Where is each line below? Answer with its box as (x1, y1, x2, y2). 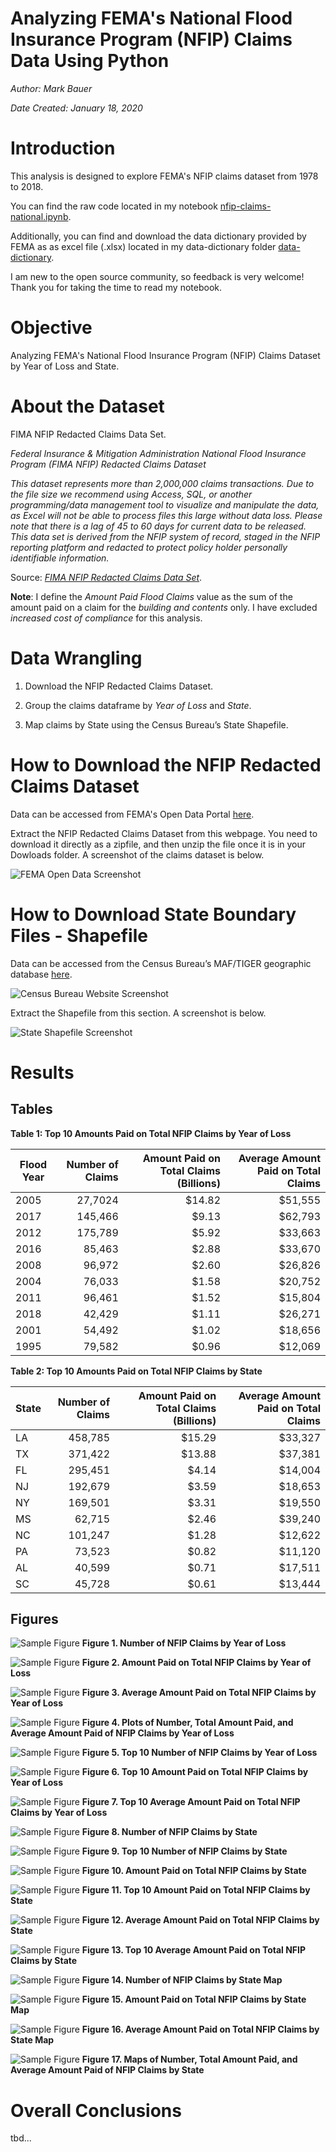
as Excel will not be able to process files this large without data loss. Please (10, 509, 323, 521)
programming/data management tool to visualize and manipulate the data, (10, 498, 320, 511)
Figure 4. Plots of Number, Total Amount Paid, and (81, 1717, 294, 1729)
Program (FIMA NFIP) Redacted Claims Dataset (10, 458, 207, 470)
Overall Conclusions (10, 2099, 182, 2122)
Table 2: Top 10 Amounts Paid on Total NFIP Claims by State (10, 1365, 263, 1377)
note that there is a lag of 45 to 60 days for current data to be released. (10, 520, 307, 532)
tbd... (10, 2132, 32, 2144)
